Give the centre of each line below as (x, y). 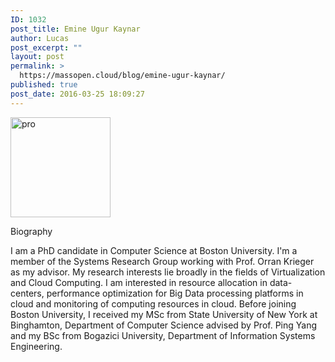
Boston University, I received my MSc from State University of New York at (164, 314)
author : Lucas (40, 38)
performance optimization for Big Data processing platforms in (175, 293)
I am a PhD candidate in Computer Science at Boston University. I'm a (154, 250)
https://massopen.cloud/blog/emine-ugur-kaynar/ (122, 76)
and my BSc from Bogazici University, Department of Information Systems (163, 335)
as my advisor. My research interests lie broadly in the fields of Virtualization (168, 272)
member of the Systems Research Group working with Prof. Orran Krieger (162, 261)
